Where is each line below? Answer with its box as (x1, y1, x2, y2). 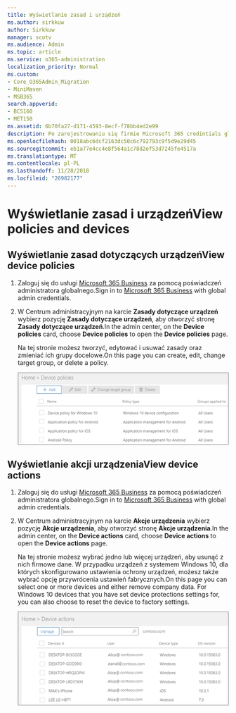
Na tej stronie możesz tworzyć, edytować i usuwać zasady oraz (17, 343, 202, 352)
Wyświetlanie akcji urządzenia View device (7, 459, 199, 470)
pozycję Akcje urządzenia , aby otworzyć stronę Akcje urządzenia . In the (17, 524, 229, 533)
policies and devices (7, 221, 130, 237)
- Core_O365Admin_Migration (7, 78, 90, 85)
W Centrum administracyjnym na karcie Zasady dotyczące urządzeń (17, 307, 218, 316)
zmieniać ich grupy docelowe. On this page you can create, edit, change (17, 351, 225, 359)
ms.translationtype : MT (7, 152, 77, 160)
